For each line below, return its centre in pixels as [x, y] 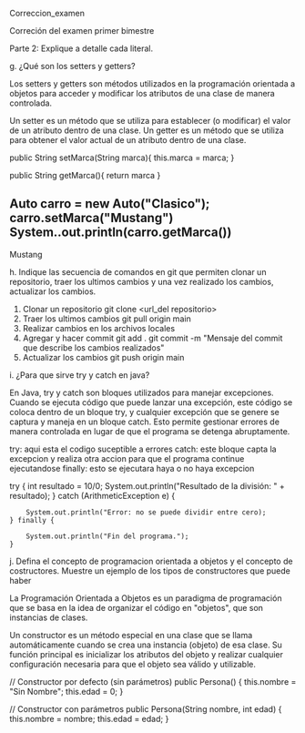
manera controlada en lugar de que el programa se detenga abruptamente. [150, 431]
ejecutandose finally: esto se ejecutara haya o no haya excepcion [132, 468]
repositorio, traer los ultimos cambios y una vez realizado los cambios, [142, 281]
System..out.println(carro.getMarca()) [121, 233]
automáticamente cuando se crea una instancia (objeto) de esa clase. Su [146, 645]
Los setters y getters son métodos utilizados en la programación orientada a [152, 84]
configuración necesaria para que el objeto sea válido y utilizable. [133, 664]
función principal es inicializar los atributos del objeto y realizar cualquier [147, 654]
